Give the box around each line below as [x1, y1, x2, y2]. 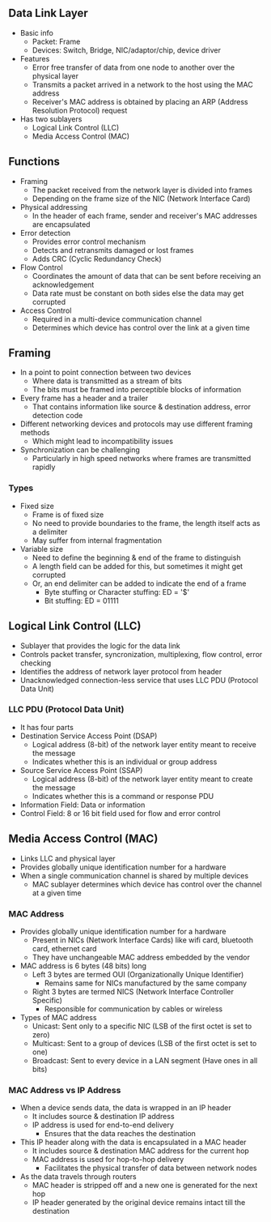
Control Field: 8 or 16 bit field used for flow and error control [19, 808, 221, 818]
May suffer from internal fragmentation [32, 535, 162, 545]
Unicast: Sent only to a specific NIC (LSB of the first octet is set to [32, 1021, 252, 1031]
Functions [8, 155, 61, 169]
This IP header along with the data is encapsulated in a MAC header [19, 1138, 247, 1147]
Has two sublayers [19, 113, 83, 124]
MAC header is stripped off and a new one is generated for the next [32, 1181, 258, 1190]
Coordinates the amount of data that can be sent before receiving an [32, 271, 261, 280]
